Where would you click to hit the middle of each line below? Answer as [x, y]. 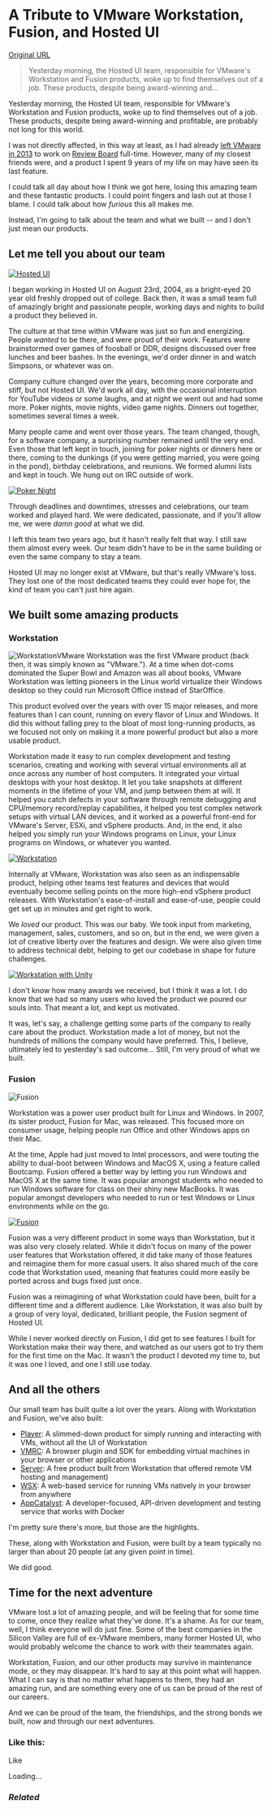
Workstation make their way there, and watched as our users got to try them [136, 1347]
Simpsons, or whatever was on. [61, 365]
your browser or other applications [78, 1460]
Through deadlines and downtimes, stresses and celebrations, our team [129, 506]
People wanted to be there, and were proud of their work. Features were [129, 340]
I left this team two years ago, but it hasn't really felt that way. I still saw [128, 539]
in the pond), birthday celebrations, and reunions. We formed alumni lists [130, 466]
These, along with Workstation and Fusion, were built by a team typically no [135, 1542]
